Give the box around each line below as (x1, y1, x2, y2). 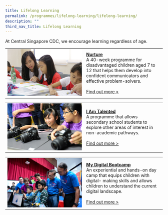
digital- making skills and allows (86, 177, 152, 183)
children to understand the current (86, 183, 157, 189)
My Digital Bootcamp (86, 161, 131, 167)
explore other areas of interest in (86, 124, 153, 130)
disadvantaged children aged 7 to (86, 62, 155, 68)
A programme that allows (86, 114, 138, 120)
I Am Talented (86, 108, 116, 115)
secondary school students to (86, 119, 147, 125)
